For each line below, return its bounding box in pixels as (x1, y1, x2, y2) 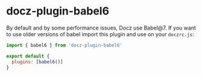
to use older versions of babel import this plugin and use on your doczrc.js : (6, 30, 194, 37)
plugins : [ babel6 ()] (11, 59, 63, 65)
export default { (6, 53, 50, 59)
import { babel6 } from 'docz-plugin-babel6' (6, 42, 122, 48)
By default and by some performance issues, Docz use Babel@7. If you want (6, 24, 196, 31)
